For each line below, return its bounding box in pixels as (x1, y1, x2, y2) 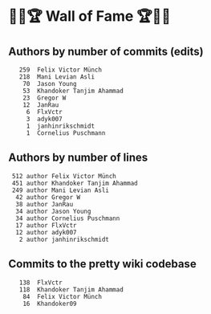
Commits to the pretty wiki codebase (8, 257, 197, 271)
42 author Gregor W (15, 193, 81, 202)
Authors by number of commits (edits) (8, 44, 204, 58)
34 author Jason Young (15, 207, 91, 215)
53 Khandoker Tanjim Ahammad (22, 87, 124, 95)
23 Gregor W (22, 94, 67, 102)
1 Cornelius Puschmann (26, 129, 106, 137)
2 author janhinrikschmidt (18, 235, 110, 243)
